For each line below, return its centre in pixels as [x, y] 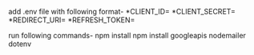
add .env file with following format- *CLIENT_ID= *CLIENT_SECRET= [122, 12]
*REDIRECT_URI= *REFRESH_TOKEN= [72, 20]
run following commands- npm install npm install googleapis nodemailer [127, 35]
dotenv [20, 44]
